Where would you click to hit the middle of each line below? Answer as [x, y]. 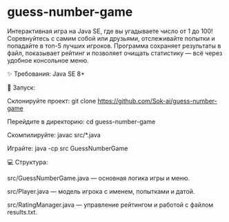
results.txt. [22, 212]
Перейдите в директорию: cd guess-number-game [81, 121]
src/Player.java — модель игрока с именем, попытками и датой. [101, 191]
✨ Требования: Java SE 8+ [46, 74]
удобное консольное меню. [48, 60]
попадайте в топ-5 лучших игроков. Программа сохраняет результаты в [114, 46]
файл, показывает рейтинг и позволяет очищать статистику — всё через [115, 53]
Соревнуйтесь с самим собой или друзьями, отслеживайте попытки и [111, 38]
